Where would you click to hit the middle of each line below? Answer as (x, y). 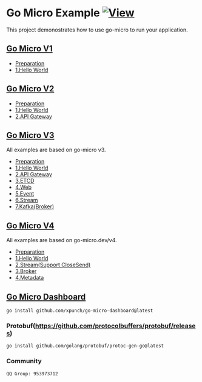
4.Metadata (29, 278)
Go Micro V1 (29, 49)
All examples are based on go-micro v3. (56, 150)
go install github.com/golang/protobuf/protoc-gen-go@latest (85, 346)
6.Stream (26, 200)
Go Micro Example (53, 13)
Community (24, 361)
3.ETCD (25, 181)
